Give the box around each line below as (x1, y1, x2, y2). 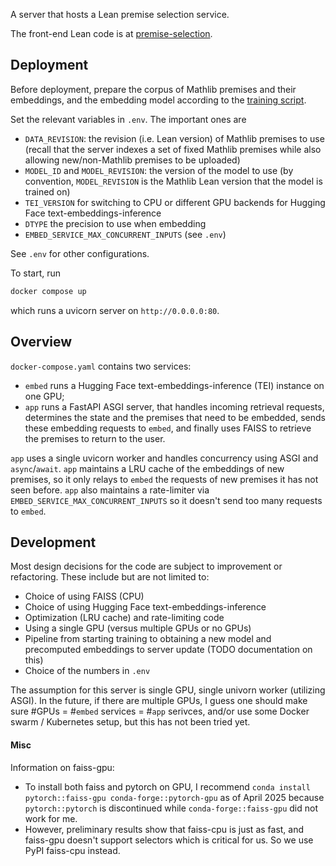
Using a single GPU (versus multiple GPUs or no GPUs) (24, 622, 252, 634)
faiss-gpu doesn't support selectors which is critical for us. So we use (24, 834, 314, 846)
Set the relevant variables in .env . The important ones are (10, 113, 247, 125)
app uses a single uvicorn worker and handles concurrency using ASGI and (10, 452, 319, 464)
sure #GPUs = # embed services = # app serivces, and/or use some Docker (10, 705, 310, 718)
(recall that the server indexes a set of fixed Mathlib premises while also (24, 143, 322, 155)
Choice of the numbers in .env (24, 665, 151, 677)
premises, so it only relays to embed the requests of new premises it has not (10, 473, 319, 485)
